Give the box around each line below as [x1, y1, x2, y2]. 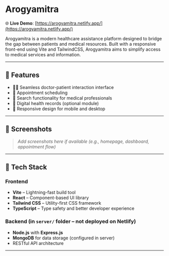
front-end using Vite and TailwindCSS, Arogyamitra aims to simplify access [5, 46, 161, 52]
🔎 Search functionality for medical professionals [12, 95, 112, 101]
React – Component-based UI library [12, 195, 89, 201]
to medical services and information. [5, 51, 81, 57]
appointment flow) [17, 143, 56, 149]
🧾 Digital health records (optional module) [12, 100, 99, 106]
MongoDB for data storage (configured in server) [12, 235, 115, 241]
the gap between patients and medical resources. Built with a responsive [5, 41, 156, 47]
